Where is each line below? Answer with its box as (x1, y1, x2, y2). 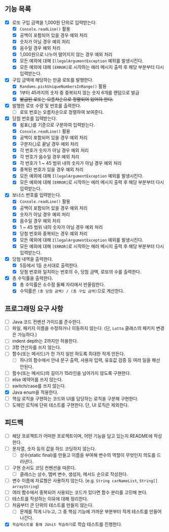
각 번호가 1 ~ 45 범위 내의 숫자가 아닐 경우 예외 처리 (19, 160, 122, 166)
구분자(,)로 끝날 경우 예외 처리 (19, 141, 79, 147)
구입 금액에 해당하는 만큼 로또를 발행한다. (12, 77, 94, 83)
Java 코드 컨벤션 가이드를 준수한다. (12, 319, 82, 325)
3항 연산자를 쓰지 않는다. (12, 344, 61, 350)
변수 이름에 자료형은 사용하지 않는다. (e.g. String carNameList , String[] (12, 477, 158, 484)
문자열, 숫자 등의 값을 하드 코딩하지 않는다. (12, 445, 96, 451)
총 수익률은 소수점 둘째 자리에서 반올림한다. (19, 282, 106, 288)
